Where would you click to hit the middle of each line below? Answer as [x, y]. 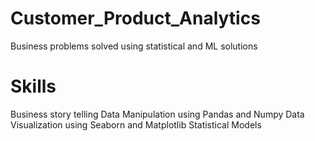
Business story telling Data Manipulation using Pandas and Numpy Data [157, 114]
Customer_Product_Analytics [135, 18]
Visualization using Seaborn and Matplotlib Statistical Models [136, 124]
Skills [33, 86]
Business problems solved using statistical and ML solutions [134, 46]
